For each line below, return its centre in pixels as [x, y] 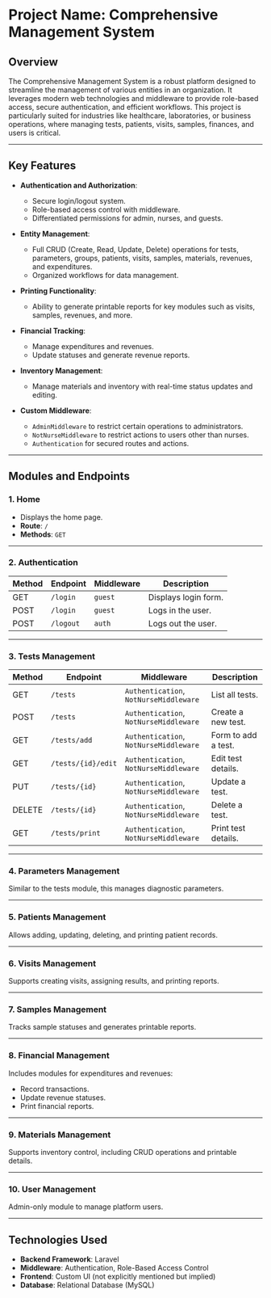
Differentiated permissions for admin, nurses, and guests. [127, 218]
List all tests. [234, 695]
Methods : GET [43, 534]
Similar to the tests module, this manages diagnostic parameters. [116, 889]
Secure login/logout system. [79, 200]
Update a [228, 782]
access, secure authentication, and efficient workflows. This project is [125, 107]
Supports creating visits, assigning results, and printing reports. [114, 980]
